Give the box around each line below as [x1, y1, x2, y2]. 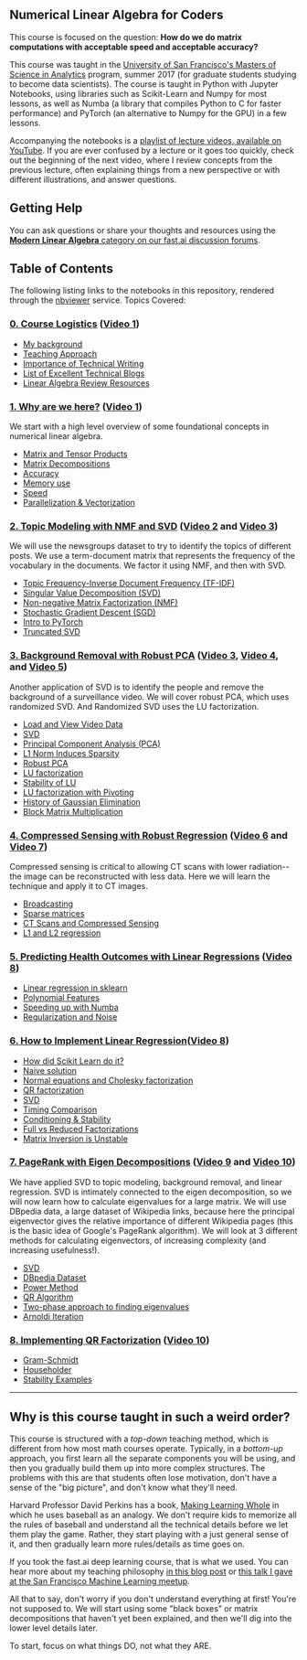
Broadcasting [22, 898, 74, 909]
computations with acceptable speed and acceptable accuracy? [9, 41, 259, 52]
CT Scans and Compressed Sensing [22, 917, 160, 928]
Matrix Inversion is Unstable [22, 1133, 128, 1144]
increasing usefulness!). [9, 1244, 101, 1256]
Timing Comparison [22, 1104, 98, 1115]
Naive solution [22, 1065, 78, 1076]
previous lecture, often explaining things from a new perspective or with [9, 164, 281, 175]
